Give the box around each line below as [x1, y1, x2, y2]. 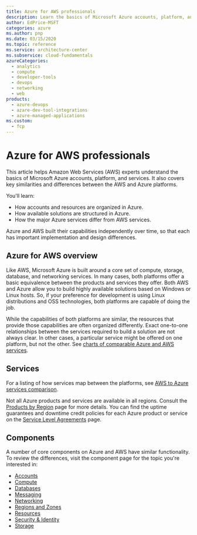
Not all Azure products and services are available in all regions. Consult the [6, 397, 188, 404]
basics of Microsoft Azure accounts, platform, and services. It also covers [6, 174, 185, 181]
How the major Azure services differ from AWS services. [14, 216, 151, 223]
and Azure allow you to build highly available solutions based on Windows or [6, 285, 191, 292]
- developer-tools [11, 74, 57, 80]
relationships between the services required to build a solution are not [6, 328, 175, 335]
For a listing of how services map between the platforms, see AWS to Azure [6, 379, 189, 386]
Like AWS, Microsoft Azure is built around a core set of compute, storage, [6, 266, 184, 274]
